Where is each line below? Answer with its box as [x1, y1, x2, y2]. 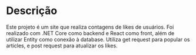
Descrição [6, 4, 58, 18]
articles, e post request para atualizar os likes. [6, 42, 118, 49]
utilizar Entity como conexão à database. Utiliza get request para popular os [6, 36, 190, 43]
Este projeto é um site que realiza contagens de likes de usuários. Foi [6, 23, 174, 30]
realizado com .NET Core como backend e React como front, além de [6, 29, 175, 36]
